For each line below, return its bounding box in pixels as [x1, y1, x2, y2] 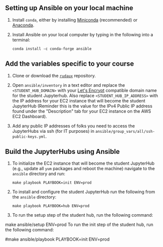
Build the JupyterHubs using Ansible [5, 148, 120, 156]
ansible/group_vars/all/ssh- [95, 129, 155, 134]
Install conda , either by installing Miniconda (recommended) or [12, 17, 138, 23]
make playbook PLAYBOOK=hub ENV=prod [12, 203, 90, 209]
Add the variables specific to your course [5, 60, 134, 68]
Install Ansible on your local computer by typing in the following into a [12, 31, 153, 37]
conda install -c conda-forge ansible [12, 46, 92, 51]
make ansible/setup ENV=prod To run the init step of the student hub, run [5, 222, 154, 227]
